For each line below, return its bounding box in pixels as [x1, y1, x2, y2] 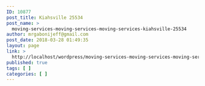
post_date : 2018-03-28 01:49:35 [6, 37, 88, 43]
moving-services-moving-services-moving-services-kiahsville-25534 [12, 25, 187, 32]
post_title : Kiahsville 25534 [6, 15, 84, 21]
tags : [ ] [6, 65, 32, 71]
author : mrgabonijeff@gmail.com [6, 31, 88, 38]
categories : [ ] [6, 71, 48, 77]
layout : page [6, 43, 40, 49]
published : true [6, 59, 48, 65]
